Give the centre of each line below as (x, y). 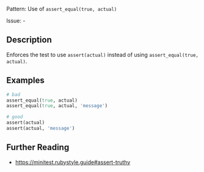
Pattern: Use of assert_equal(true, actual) (62, 9)
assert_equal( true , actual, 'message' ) (57, 106)
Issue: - (16, 21)
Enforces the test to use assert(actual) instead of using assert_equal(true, (102, 54)
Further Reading (38, 147)
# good (15, 117)
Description (29, 40)
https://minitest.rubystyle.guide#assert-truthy (73, 162)
